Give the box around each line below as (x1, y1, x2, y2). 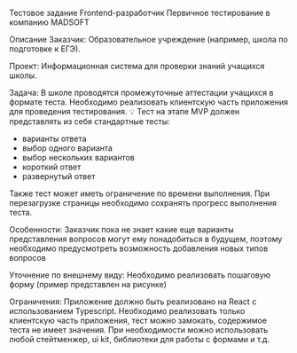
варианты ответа (21, 133, 87, 144)
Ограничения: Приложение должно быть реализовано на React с (9, 296, 257, 307)
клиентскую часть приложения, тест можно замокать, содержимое (9, 315, 268, 326)
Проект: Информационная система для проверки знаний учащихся (9, 61, 265, 71)
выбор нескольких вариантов (21, 153, 135, 162)
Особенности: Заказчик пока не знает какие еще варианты (9, 224, 235, 234)
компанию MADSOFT (9, 17, 90, 27)
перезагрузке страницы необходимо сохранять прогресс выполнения (9, 198, 277, 208)
